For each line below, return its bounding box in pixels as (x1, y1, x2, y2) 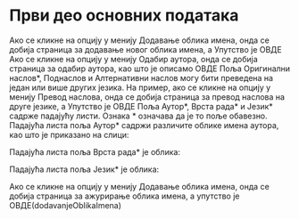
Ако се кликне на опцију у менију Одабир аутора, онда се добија (9, 53, 259, 64)
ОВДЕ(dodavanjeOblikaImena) (9, 199, 122, 210)
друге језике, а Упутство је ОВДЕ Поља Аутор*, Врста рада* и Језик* (9, 101, 274, 111)
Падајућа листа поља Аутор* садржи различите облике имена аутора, (9, 119, 279, 130)
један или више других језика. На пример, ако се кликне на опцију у (9, 82, 271, 93)
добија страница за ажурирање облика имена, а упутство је (9, 191, 240, 201)
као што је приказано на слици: (9, 129, 129, 140)
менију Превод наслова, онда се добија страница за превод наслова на (9, 91, 286, 102)
